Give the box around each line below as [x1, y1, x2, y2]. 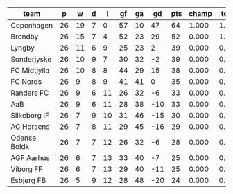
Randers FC [10, 88, 49, 98]
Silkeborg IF [10, 111, 50, 120]
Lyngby [10, 43, 35, 53]
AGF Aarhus [10, 153, 50, 162]
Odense [10, 133, 37, 143]
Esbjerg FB [10, 176, 46, 185]
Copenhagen [10, 21, 53, 30]
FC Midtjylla [10, 66, 50, 75]
